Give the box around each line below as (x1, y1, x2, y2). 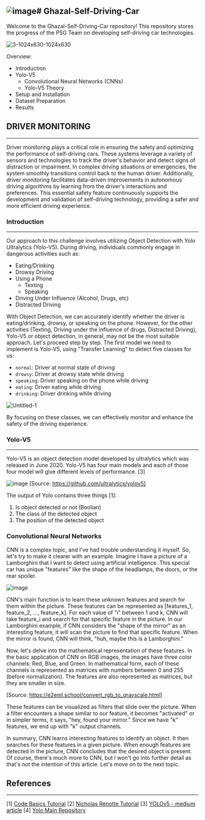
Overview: (6, 53, 32, 60)
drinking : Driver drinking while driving (15, 390, 112, 397)
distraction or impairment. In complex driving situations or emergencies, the (6, 163, 197, 170)
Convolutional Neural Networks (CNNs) (24, 77, 123, 85)
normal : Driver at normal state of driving (15, 363, 115, 371)
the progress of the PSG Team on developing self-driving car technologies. (6, 29, 195, 36)
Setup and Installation (15, 90, 70, 98)
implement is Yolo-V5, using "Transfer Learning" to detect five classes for (6, 345, 192, 352)
